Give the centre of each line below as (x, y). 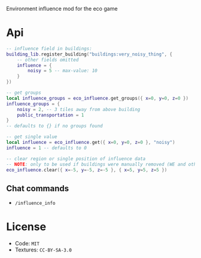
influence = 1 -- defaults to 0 (46, 148)
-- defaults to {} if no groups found (54, 126)
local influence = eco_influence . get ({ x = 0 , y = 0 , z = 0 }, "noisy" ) (91, 143)
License (26, 227)
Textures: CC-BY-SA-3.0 (43, 250)
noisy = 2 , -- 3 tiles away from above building (79, 109)
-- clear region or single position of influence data (76, 159)
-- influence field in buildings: (49, 48)
